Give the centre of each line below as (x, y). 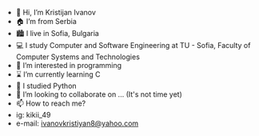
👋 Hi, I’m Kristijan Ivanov (56, 12)
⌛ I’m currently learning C (58, 74)
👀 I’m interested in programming (69, 65)
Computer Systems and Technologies (78, 57)
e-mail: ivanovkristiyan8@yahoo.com (77, 123)
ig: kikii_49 (33, 115)
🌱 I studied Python (46, 86)
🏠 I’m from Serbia (46, 21)
